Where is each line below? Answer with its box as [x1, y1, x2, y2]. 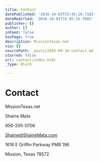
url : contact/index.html [5, 57, 56, 62]
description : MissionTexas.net [5, 39, 69, 44]
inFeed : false [5, 30, 34, 35]
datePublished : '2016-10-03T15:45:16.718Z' [5, 12, 96, 17]
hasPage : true [5, 35, 34, 40]
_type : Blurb [5, 62, 32, 67]
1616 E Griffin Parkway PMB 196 [5, 142, 70, 148]
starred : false [5, 53, 36, 58]
